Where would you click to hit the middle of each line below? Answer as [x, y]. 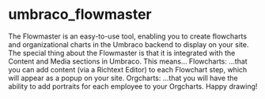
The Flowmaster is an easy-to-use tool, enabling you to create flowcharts [128, 36]
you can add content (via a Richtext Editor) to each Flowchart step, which [128, 69]
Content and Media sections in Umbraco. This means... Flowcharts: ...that [128, 61]
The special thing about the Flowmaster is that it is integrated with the [122, 53]
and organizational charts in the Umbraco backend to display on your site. [129, 44]
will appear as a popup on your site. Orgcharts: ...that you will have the [123, 78]
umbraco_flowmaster [80, 15]
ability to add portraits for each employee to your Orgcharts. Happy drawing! [133, 86]
